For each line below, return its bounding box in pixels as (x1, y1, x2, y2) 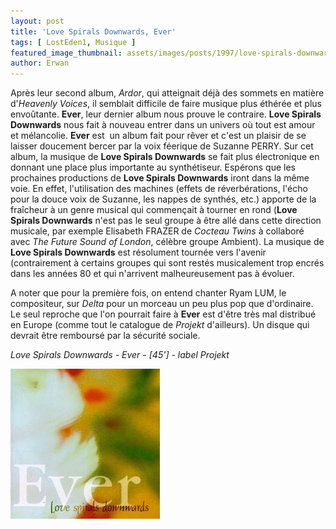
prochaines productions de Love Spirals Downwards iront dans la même (10, 172, 310, 184)
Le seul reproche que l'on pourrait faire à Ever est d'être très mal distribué (10, 308, 317, 320)
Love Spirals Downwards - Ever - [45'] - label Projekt (10, 349, 230, 361)
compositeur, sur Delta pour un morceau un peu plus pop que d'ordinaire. (10, 298, 314, 310)
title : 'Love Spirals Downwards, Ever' (10, 26, 177, 37)
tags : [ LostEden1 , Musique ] (10, 37, 137, 47)
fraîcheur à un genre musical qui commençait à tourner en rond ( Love (10, 204, 298, 216)
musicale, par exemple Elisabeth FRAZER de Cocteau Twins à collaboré (10, 225, 305, 237)
